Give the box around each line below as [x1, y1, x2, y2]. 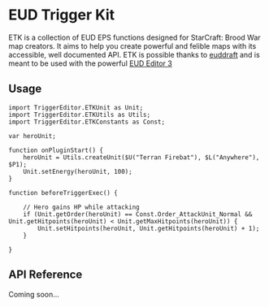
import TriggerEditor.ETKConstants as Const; [8, 118, 165, 126]
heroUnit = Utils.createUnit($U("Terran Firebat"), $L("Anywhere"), [23, 153, 260, 162]
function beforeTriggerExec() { [8, 188, 118, 197]
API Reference [8, 268, 83, 282]
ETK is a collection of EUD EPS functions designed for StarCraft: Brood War [8, 32, 262, 42]
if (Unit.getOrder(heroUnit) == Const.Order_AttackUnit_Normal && [23, 210, 253, 218]
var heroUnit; [8, 132, 57, 140]
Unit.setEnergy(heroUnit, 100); [23, 167, 132, 175]
